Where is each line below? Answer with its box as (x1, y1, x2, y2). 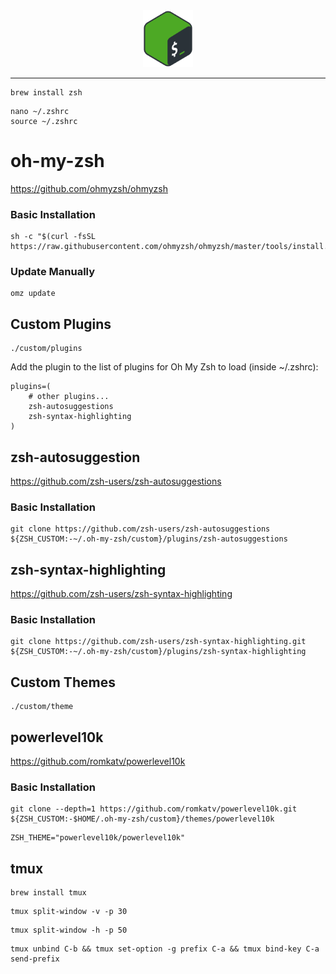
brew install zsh (10, 87, 83, 98)
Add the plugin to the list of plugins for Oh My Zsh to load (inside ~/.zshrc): (10, 361, 319, 373)
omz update (10, 289, 56, 299)
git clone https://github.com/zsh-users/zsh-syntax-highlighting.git (10, 637, 307, 647)
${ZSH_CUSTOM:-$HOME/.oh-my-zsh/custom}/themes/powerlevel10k (10, 814, 275, 824)
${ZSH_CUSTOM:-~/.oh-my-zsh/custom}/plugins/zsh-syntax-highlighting (10, 647, 307, 657)
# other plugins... (28, 392, 110, 402)
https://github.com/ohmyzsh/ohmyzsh (10, 182, 168, 194)
